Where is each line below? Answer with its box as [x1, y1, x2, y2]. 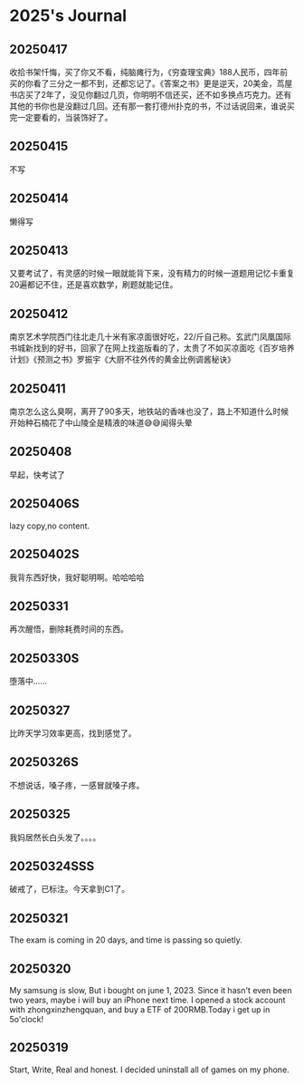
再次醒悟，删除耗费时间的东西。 [9, 624, 128, 634]
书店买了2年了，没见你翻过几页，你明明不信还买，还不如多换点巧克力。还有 [9, 90, 292, 100]
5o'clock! [9, 1014, 43, 1024]
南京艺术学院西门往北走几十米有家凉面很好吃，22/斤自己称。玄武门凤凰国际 [9, 332, 292, 343]
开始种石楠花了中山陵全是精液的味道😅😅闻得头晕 [9, 418, 193, 429]
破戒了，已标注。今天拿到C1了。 [9, 884, 129, 895]
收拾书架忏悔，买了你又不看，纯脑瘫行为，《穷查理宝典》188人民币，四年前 [9, 67, 289, 77]
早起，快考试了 [9, 469, 65, 480]
